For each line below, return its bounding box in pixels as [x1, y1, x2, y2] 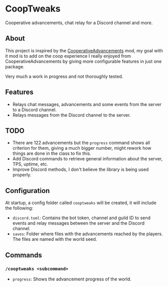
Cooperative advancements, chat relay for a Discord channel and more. [5, 20, 153, 26]
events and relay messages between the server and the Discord [12, 220, 145, 226]
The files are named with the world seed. [12, 236, 97, 242]
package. [5, 63, 25, 69]
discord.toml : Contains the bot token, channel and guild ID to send [12, 215, 151, 221]
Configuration [5, 186, 50, 195]
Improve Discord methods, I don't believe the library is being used [12, 166, 149, 172]
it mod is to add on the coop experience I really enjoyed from [5, 53, 131, 59]
